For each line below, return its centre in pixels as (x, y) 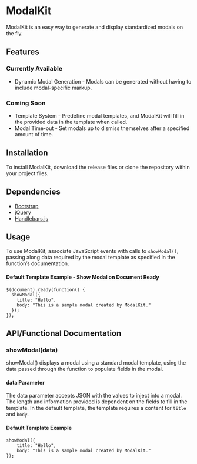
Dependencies (33, 192)
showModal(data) (32, 350)
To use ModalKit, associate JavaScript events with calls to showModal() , (92, 251)
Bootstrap (26, 206)
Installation (27, 153)
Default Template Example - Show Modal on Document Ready (83, 277)
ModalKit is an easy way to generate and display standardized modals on (95, 27)
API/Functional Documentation (64, 333)
